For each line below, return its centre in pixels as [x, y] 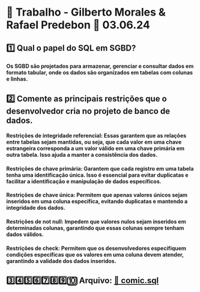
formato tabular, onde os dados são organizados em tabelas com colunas [100, 73]
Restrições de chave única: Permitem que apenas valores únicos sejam [97, 195]
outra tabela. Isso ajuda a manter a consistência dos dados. [82, 155]
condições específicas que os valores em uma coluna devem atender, [95, 254]
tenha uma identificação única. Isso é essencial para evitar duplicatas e [97, 175]
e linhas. [17, 79]
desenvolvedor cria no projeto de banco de [88, 111]
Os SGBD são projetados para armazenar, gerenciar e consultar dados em [100, 66]
